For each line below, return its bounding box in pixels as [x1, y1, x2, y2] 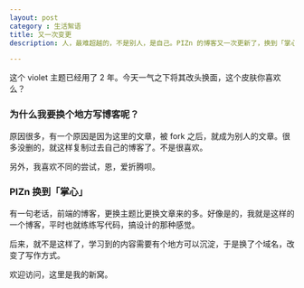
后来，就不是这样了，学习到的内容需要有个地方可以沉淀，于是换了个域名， [9, 238, 287, 249]
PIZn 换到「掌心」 [9, 186, 89, 199]
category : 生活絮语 [9, 22, 81, 31]
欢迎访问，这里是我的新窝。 [9, 268, 113, 280]
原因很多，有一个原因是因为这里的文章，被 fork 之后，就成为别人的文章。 [9, 130, 283, 141]
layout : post [9, 13, 59, 23]
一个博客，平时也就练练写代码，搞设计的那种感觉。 [9, 218, 200, 230]
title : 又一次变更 [9, 30, 72, 39]
